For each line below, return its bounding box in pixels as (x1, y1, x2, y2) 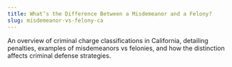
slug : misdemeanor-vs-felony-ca (7, 17, 104, 24)
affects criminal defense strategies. (7, 51, 111, 60)
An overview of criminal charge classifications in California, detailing (7, 36, 208, 44)
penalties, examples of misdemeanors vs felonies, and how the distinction (7, 44, 225, 52)
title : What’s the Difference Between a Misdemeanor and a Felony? (7, 10, 213, 18)
